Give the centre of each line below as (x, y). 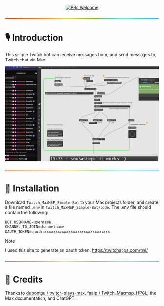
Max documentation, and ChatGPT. (40, 298)
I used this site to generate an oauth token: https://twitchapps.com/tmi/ (77, 250)
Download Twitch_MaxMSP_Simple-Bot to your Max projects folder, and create (82, 202)
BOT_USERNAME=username (28, 222)
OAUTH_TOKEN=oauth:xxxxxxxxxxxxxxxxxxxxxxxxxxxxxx (58, 232)
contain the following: (27, 212)
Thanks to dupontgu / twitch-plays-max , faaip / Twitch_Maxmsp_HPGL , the (81, 293)
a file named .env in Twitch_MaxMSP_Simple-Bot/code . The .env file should (78, 207)
